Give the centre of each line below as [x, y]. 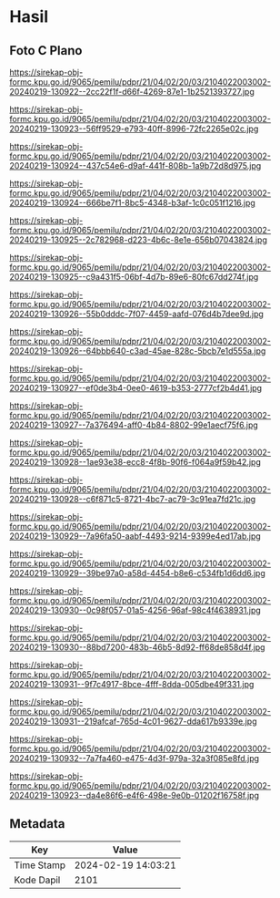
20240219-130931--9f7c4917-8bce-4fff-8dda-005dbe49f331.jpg [132, 684]
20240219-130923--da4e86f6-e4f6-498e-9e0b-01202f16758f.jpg [135, 795]
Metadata [37, 824]
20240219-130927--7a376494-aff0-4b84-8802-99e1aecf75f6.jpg [134, 425]
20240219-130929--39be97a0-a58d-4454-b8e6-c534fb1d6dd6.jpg [138, 573]
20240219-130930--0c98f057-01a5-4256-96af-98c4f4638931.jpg [135, 610]
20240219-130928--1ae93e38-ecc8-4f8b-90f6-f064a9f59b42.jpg [135, 462]
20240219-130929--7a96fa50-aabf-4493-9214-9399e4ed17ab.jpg [135, 536]
